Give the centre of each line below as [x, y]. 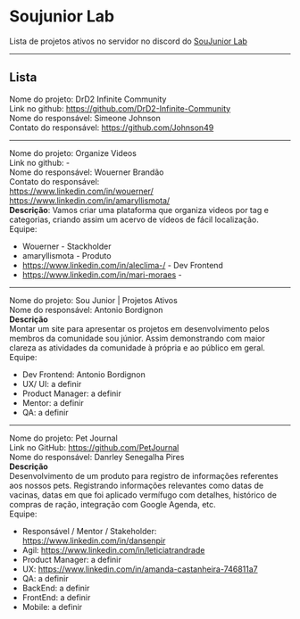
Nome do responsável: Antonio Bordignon [86, 309]
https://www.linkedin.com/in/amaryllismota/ [90, 200]
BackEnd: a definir [56, 588]
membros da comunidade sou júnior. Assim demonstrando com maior [137, 338]
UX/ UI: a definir [52, 384]
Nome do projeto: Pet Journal [63, 438]
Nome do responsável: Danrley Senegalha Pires [97, 457]
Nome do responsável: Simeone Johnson [85, 118]
